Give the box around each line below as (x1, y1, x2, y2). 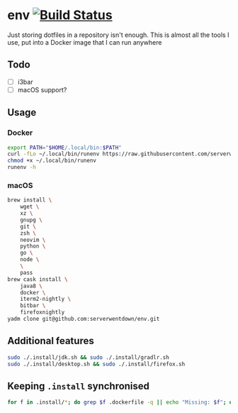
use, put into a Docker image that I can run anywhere (7, 38, 162, 46)
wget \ (20, 203, 40, 211)
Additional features (7, 335, 94, 347)
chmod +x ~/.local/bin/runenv (7, 157, 97, 165)
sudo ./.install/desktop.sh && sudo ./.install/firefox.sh (7, 360, 186, 368)
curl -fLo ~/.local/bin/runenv (7, 150, 100, 158)
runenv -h (7, 164, 37, 171)
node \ (20, 256, 40, 263)
